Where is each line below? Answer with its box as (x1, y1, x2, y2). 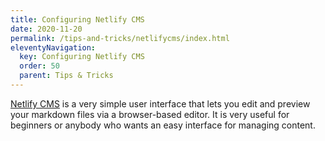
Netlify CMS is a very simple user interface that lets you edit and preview (10, 97, 311, 110)
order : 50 (19, 61, 60, 71)
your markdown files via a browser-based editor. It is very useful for (10, 108, 290, 120)
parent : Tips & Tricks (19, 71, 114, 81)
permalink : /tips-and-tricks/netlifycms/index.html (10, 33, 230, 43)
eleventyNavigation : (10, 42, 97, 53)
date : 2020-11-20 (10, 24, 83, 34)
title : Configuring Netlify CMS (10, 14, 145, 25)
